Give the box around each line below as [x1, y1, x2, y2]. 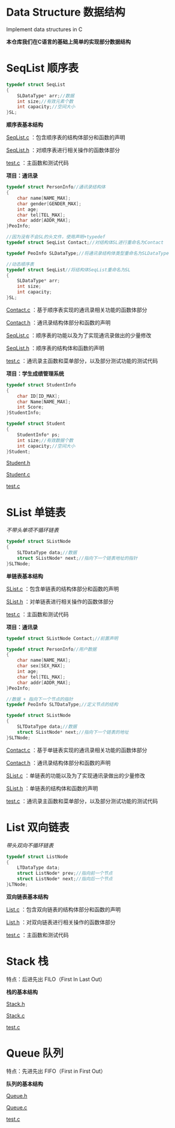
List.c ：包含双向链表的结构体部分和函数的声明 [6, 905, 121, 913]
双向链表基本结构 [6, 893, 49, 900]
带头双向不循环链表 [6, 841, 54, 849]
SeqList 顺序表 [6, 61, 79, 75]
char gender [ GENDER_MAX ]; [17, 200, 82, 207]
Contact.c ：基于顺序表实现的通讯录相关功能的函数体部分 [6, 306, 147, 313]
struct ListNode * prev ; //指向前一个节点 [17, 871, 113, 877]
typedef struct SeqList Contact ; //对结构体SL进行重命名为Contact [6, 239, 164, 245]
